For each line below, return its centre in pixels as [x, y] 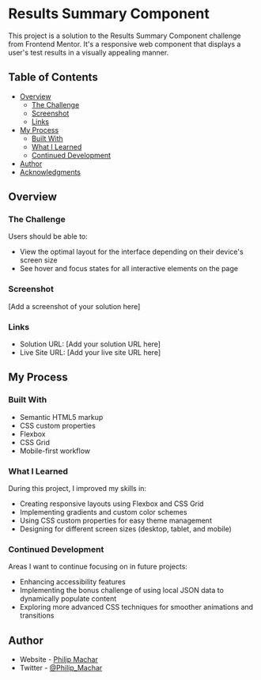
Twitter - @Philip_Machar [61, 668]
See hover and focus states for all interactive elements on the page [129, 269]
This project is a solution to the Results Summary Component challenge [125, 36]
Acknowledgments [50, 172]
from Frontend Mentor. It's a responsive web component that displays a [125, 43]
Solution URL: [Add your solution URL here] [90, 344]
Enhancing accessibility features [73, 582]
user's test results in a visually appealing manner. [89, 52]
